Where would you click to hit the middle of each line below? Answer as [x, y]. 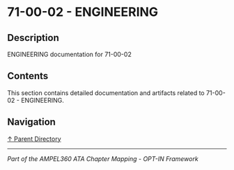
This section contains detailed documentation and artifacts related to [106, 93]
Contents [28, 76]
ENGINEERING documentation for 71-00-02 [70, 54]
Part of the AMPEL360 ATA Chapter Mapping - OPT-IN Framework [103, 159]
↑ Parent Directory [34, 139]
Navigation [31, 122]
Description [33, 38]
